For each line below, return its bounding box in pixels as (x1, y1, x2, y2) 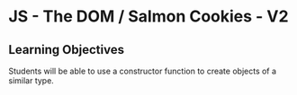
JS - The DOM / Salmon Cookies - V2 (8, 6, 289, 27)
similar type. (8, 75, 55, 86)
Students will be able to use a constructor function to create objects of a (8, 65, 276, 76)
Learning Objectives (8, 42, 125, 57)
